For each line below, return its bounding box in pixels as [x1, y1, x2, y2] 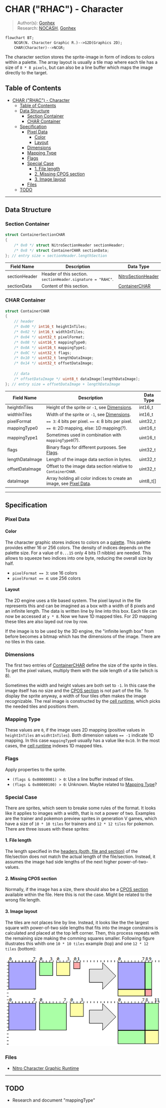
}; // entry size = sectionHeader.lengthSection [5, 253, 107, 258]
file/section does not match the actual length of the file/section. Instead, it [5, 853, 156, 860]
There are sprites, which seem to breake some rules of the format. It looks [5, 805, 156, 811]
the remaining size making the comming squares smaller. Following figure [5, 935, 155, 941]
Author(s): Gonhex [17, 20, 55, 26]
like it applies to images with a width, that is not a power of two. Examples [5, 810, 156, 816]
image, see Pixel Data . [46, 480, 91, 486]
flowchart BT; [5, 35, 35, 40]
